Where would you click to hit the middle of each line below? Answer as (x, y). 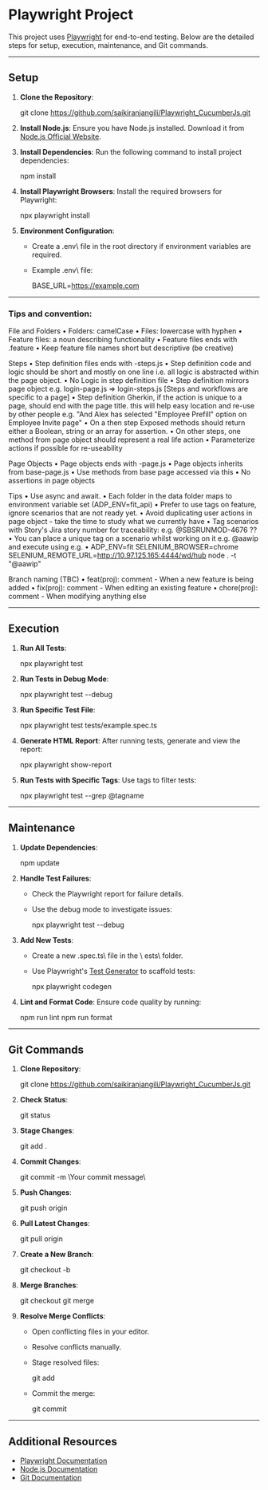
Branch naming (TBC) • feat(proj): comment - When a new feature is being (131, 579)
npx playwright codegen (71, 986)
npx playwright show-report (65, 764)
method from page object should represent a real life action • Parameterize (132, 440)
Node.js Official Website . (60, 136)
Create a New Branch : (57, 1255)
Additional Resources (63, 1441)
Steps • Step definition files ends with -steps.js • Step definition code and (130, 364)
